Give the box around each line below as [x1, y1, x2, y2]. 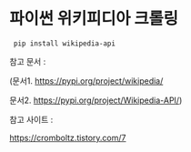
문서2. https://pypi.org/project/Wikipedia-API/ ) [9, 95, 183, 106]
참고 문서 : [9, 56, 46, 66]
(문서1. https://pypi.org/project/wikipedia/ [9, 75, 164, 86]
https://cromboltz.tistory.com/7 [9, 132, 126, 143]
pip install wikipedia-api [13, 38, 116, 48]
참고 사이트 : [9, 114, 54, 125]
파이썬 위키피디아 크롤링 [9, 8, 179, 29]
